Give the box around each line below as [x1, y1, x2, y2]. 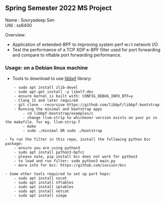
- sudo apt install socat [14, 176, 67, 181]
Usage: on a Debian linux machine [5, 64, 88, 71]
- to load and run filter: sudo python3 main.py [14, 159, 116, 163]
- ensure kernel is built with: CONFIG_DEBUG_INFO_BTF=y [14, 94, 133, 99]
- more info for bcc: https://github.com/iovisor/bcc [14, 163, 127, 168]
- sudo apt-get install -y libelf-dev [14, 89, 94, 94]
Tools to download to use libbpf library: [12, 76, 92, 81]
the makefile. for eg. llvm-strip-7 [5, 120, 80, 125]
